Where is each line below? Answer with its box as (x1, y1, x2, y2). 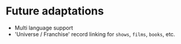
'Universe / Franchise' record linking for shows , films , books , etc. (14, 30, 176, 37)
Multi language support (14, 24, 74, 31)
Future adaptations (5, 4, 104, 18)
